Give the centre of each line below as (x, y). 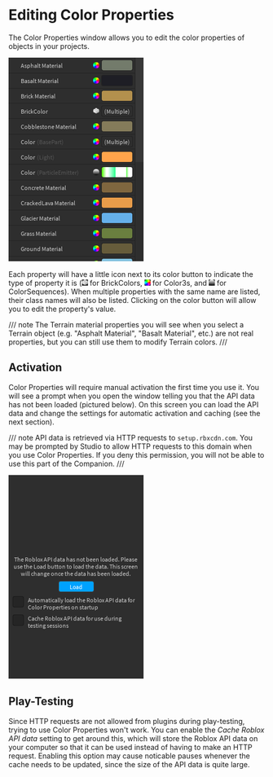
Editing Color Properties (92, 15)
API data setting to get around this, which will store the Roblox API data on (133, 738)
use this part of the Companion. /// (66, 463)
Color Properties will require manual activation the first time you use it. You (134, 387)
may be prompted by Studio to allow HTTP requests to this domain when (130, 446)
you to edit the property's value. (62, 309)
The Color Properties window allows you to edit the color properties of (127, 37)
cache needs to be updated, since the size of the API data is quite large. (129, 764)
